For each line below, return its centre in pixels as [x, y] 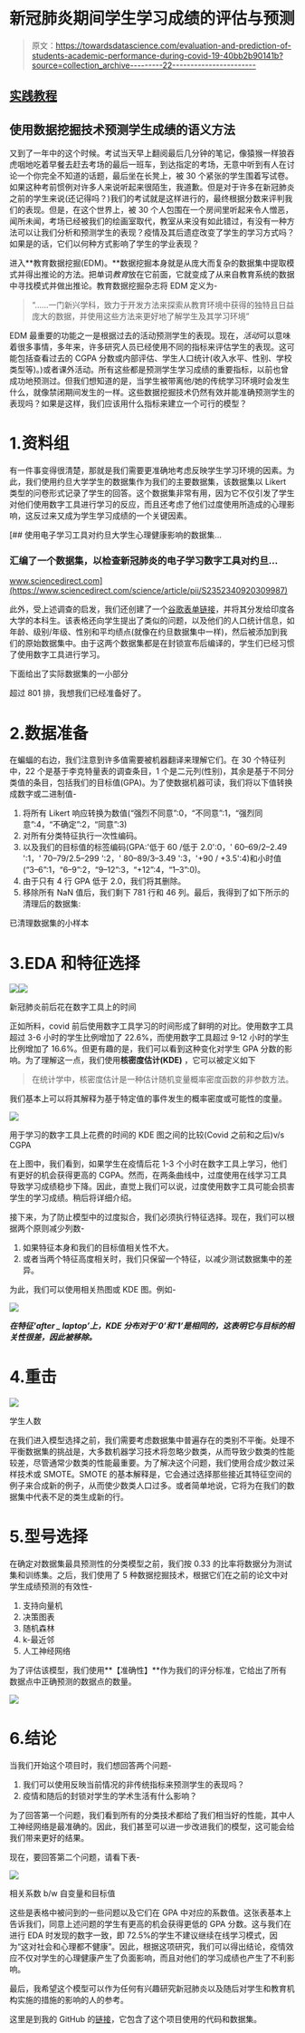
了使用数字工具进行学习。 [57, 654]
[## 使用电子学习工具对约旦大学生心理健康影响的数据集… [115, 535]
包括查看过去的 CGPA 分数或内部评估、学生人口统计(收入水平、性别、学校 [154, 358]
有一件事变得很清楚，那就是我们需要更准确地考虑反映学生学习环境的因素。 [148, 470]
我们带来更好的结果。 [49, 1838]
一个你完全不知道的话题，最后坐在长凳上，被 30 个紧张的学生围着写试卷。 [155, 176]
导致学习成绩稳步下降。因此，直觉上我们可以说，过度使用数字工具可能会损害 [152, 1186]
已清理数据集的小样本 [49, 923]
